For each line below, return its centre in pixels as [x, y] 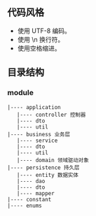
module [20, 93]
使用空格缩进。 [39, 48]
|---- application [34, 107]
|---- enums [25, 206]
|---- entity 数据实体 [48, 175]
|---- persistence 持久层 [43, 167]
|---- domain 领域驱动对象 [53, 160]
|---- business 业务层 [39, 134]
